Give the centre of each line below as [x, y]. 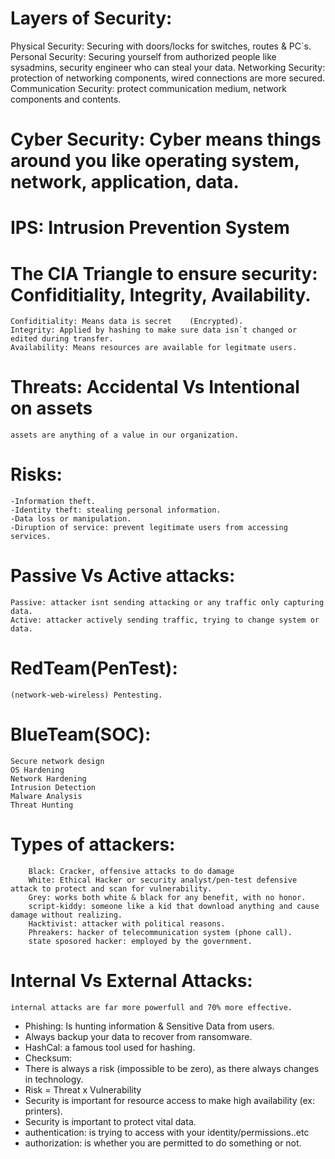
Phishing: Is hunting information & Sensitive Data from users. [149, 1026]
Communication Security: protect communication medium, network [149, 88]
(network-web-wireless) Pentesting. [86, 695]
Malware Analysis [46, 796]
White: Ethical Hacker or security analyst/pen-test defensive [163, 880]
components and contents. [66, 99]
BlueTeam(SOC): [81, 734]
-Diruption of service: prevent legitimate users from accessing [149, 528]
